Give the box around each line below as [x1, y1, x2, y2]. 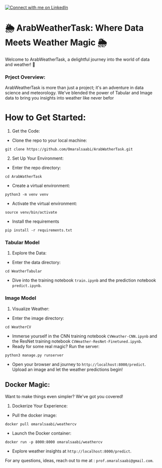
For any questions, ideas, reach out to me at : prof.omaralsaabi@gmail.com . [5, 457, 154, 463]
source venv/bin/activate [5, 210, 57, 215]
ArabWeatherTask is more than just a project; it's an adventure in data [5, 85, 144, 91]
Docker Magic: [5, 381, 50, 389]
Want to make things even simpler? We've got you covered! [5, 393, 123, 399]
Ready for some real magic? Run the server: [12, 343, 100, 349]
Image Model [5, 295, 36, 301]
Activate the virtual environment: [12, 201, 77, 206]
